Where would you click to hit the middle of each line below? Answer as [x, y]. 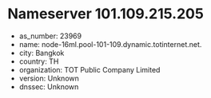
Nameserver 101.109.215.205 [106, 14]
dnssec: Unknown [49, 86]
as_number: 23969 [50, 36]
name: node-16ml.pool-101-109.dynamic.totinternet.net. [110, 44]
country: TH [39, 61]
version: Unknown [49, 78]
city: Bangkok [42, 53]
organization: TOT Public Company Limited [90, 69]
